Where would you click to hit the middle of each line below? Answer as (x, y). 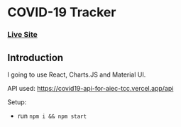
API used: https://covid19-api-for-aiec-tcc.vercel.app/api (90, 88)
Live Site (22, 35)
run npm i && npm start (52, 116)
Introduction (35, 57)
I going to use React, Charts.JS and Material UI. (77, 74)
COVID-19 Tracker (62, 12)
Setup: (17, 102)
